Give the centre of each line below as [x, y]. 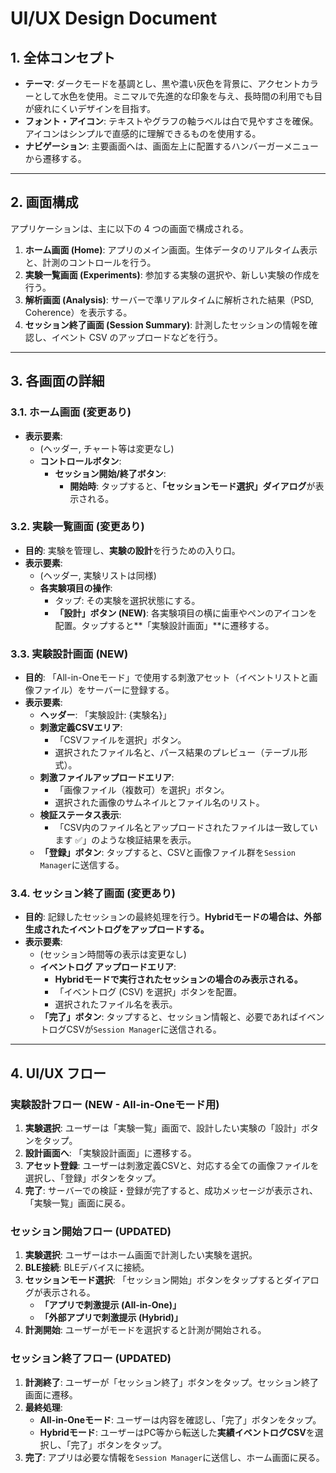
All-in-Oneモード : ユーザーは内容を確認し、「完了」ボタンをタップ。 [180, 1419]
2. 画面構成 [44, 202]
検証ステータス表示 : [80, 815]
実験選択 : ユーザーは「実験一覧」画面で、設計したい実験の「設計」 [163, 1128]
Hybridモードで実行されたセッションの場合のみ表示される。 [178, 979]
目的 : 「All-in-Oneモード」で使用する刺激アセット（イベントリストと [167, 678]
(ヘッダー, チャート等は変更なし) [107, 448]
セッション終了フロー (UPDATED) [91, 1359]
